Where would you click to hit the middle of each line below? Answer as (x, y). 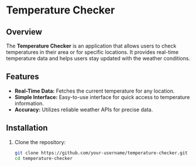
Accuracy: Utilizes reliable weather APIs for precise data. (84, 110)
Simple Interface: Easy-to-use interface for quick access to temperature (102, 97)
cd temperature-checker (44, 158)
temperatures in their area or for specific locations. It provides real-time (92, 52)
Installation (27, 128)
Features (23, 77)
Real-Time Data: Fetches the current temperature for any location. (94, 91)
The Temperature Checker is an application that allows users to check (91, 46)
